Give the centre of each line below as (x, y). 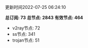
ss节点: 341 (24, 34)
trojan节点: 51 (26, 40)
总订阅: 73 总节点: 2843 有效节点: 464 (44, 18)
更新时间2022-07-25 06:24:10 (36, 7)
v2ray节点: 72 (26, 28)
